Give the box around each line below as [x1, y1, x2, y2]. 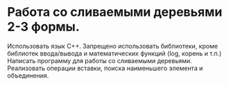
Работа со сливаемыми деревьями [7, 4, 223, 20]
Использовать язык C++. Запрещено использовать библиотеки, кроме [7, 42, 219, 50]
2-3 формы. [7, 19, 80, 35]
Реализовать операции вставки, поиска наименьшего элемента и [7, 64, 203, 72]
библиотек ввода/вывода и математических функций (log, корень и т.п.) [7, 49, 222, 58]
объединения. [7, 71, 49, 80]
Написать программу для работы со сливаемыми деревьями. [7, 56, 192, 64]
